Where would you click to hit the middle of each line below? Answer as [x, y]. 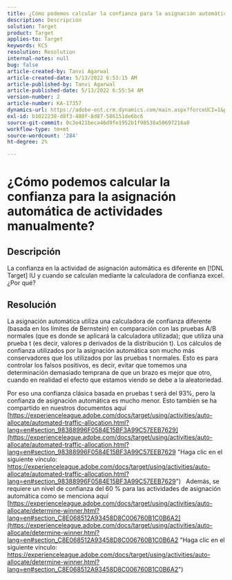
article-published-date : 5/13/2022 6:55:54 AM [75, 90]
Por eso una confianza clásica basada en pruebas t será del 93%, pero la [111, 393]
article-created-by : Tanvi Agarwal [58, 71]
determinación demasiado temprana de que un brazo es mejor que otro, [109, 372]
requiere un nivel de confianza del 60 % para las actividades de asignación [114, 488]
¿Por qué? [21, 283]
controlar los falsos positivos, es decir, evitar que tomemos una [97, 365]
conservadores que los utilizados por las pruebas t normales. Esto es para [113, 358]
